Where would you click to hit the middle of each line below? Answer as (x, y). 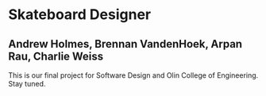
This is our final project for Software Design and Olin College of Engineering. (133, 75)
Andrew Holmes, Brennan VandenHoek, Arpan (125, 44)
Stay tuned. (27, 84)
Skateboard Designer (80, 15)
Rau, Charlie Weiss (56, 56)
